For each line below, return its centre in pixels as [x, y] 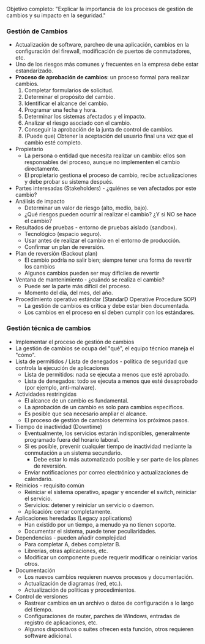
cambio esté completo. [53, 143]
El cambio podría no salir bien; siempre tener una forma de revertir [108, 260]
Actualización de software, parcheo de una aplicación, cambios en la [102, 45]
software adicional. [48, 635]
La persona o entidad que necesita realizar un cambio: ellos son [105, 155]
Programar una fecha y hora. [61, 110]
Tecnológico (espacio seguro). [63, 234]
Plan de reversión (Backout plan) [56, 254]
